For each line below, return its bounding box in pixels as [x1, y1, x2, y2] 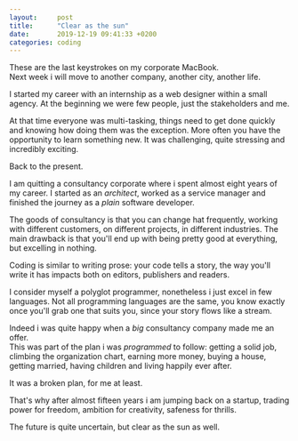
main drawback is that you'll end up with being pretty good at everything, [9, 233, 278, 245]
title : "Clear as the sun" [9, 21, 129, 30]
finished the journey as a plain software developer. [9, 197, 196, 208]
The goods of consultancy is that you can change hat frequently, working [9, 214, 278, 225]
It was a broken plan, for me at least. [9, 378, 143, 389]
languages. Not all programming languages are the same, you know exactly [9, 296, 286, 307]
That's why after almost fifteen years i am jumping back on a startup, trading [9, 395, 290, 405]
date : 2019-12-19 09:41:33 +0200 [9, 29, 157, 38]
